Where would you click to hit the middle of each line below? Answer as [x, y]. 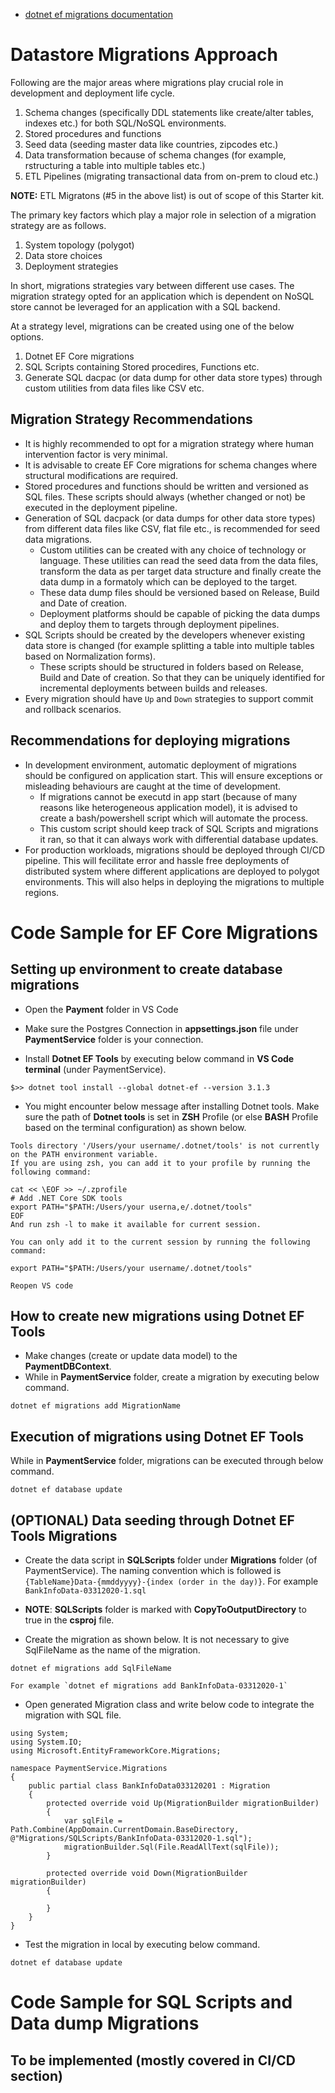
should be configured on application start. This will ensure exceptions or [173, 775]
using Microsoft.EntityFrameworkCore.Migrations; [116, 1751]
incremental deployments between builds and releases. [153, 688]
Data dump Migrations [105, 2023]
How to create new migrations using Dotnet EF [157, 1315]
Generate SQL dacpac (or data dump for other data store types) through [173, 377]
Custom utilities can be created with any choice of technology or [173, 550]
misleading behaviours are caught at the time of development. [153, 786]
